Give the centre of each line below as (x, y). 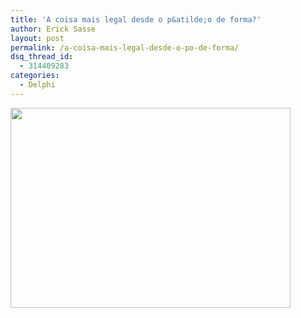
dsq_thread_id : (42, 57)
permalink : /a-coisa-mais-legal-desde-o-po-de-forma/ (125, 47)
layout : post (37, 38)
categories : (35, 76)
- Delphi (37, 85)
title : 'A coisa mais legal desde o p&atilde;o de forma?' (136, 19)
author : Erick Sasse (53, 29)
